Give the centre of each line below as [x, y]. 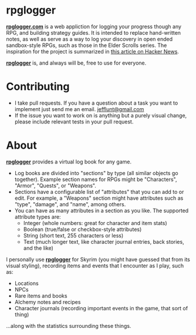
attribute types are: [38, 217]
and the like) [38, 248]
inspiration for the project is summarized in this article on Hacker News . [92, 51]
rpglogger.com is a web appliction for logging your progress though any [94, 26]
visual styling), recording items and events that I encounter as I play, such [95, 266]
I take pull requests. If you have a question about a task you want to [96, 103]
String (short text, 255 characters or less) [73, 235]
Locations [27, 283]
